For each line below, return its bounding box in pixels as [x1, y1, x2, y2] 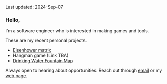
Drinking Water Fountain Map [12, 58, 73, 64]
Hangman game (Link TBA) [12, 52, 69, 59]
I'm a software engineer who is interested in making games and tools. [5, 28, 149, 34]
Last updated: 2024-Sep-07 [5, 4, 63, 10]
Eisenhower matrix [12, 47, 51, 53]
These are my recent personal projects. [5, 37, 87, 44]
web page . [5, 73, 28, 79]
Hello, [5, 16, 20, 23]
